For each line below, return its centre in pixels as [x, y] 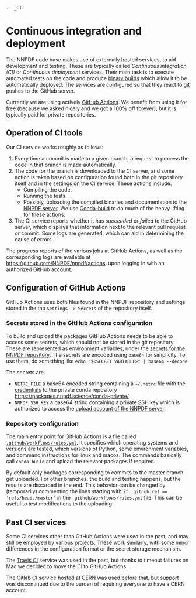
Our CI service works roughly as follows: [55, 147]
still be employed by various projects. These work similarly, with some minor [98, 542]
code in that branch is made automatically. [65, 165]
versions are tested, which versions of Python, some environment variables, [97, 449]
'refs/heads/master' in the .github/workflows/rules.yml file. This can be [94, 498]
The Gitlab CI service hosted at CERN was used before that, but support [92, 578]
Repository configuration [42, 423]
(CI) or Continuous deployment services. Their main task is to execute [90, 72]
